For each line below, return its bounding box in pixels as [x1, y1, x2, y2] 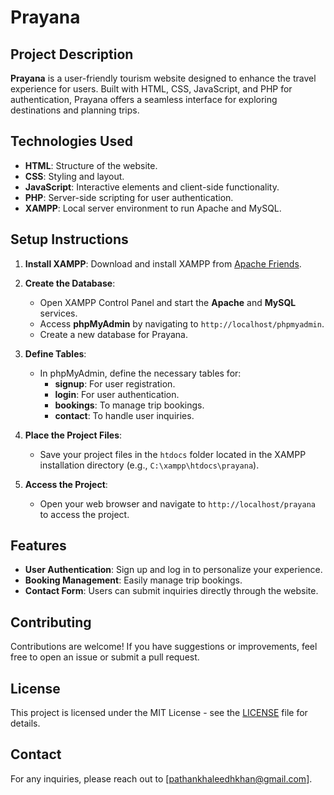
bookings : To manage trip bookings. [54, 399, 205, 411]
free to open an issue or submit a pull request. [10, 651, 200, 663]
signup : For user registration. [54, 377, 176, 390]
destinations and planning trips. [10, 104, 140, 116]
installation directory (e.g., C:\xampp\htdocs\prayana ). [39, 459, 260, 471]
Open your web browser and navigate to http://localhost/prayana [39, 497, 316, 510]
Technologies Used [10, 133, 133, 150]
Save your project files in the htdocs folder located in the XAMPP [39, 448, 307, 460]
